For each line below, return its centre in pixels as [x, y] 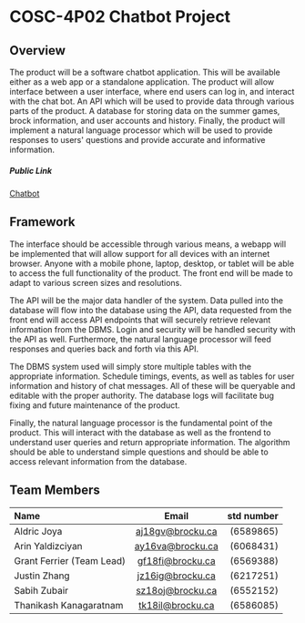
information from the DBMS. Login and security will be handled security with [152, 329]
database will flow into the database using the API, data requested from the [151, 310]
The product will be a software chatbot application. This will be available [145, 72]
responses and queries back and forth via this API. [104, 349]
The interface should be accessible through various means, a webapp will [148, 244]
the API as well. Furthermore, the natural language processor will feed [140, 339]
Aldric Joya [38, 531]
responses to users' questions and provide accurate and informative [137, 140]
